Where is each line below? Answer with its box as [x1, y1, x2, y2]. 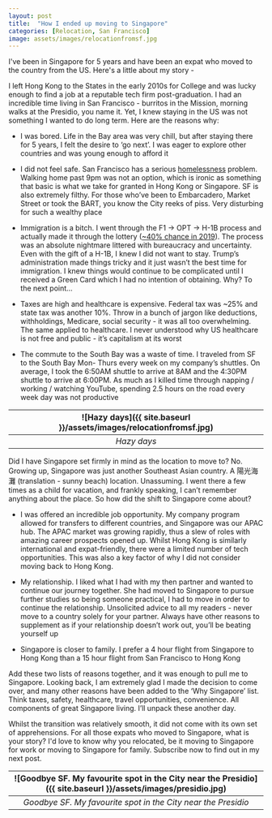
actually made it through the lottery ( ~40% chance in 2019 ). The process [19, 232, 264, 242]
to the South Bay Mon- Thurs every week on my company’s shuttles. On [19, 358, 261, 368]
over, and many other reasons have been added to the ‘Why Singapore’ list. [8, 687, 259, 696]
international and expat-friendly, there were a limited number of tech [19, 545, 249, 554]
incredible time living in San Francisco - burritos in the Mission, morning [8, 98, 249, 108]
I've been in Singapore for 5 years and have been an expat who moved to [8, 57, 253, 67]
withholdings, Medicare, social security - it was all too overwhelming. [19, 316, 252, 326]
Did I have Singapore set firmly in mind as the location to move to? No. [8, 456, 243, 467]
